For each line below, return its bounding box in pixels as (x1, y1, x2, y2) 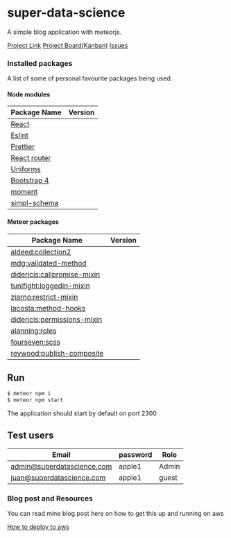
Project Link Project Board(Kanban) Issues (7, 41, 128, 49)
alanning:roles (10, 326, 57, 336)
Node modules (7, 90, 51, 98)
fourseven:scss (10, 337, 61, 347)
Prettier (10, 142, 35, 152)
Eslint (10, 130, 29, 140)
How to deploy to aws (7, 523, 69, 531)
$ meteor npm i (7, 390, 51, 397)
